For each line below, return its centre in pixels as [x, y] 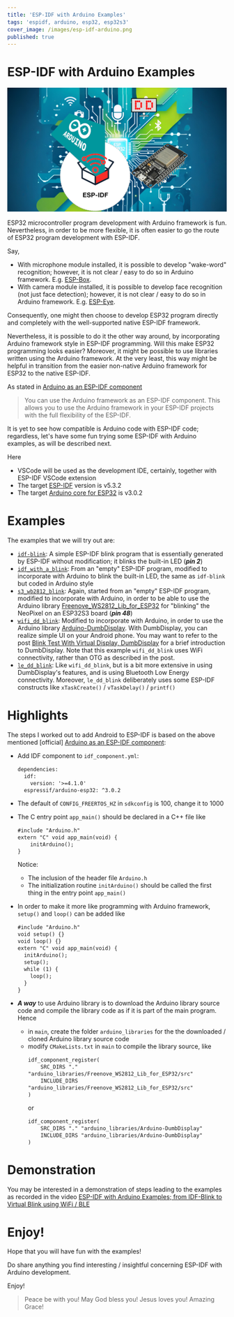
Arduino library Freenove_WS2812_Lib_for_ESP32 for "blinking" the [114, 605]
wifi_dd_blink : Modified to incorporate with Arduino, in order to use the [120, 620]
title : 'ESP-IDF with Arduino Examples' [67, 15]
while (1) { [41, 969]
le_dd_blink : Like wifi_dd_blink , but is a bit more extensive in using [115, 665]
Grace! [34, 1307]
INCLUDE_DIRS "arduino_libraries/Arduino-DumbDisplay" [122, 1135]
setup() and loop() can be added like [71, 914]
